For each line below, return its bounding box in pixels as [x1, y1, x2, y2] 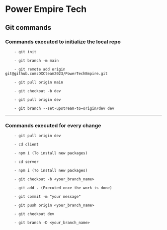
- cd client [14, 142, 39, 147]
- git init [14, 49, 37, 54]
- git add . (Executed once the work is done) [14, 185, 112, 191]
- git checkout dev [14, 212, 55, 217]
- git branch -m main [14, 58, 59, 63]
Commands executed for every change [5, 122, 101, 129]
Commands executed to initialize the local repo [5, 38, 121, 45]
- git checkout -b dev [14, 88, 61, 93]
